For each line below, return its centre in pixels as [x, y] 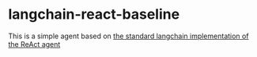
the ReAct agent [34, 44]
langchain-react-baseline [94, 14]
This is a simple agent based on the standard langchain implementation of [128, 36]
